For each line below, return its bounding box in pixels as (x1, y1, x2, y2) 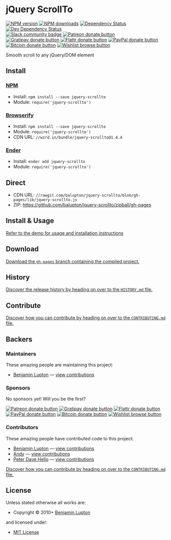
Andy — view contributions (13, 450, 70, 457)
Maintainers (6, 350, 37, 357)
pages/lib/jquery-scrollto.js (13, 197, 78, 203)
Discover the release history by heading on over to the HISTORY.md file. (6, 287, 153, 293)
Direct (6, 178, 26, 187)
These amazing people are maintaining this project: (6, 361, 113, 367)
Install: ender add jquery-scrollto (13, 158, 85, 164)
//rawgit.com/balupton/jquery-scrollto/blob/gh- (35, 193, 141, 198)
